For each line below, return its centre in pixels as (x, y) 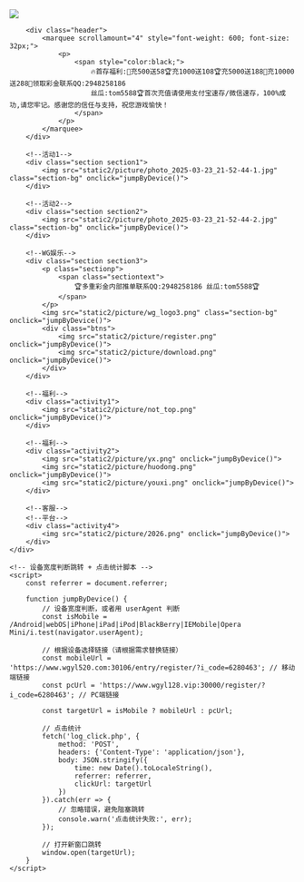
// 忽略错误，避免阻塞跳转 (101, 809)
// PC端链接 (99, 695)
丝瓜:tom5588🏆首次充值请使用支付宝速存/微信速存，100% (185, 93)
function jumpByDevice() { (77, 599)
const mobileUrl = (77, 658)
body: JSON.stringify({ (103, 760)
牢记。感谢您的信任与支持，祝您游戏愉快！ (101, 105)
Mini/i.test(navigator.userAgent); (77, 632)
